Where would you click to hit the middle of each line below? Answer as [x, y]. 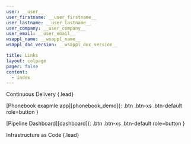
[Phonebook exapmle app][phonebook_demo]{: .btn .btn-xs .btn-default [94, 106]
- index [21, 78]
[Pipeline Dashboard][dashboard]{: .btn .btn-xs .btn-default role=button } [95, 124]
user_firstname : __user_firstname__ [51, 17]
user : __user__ [25, 12]
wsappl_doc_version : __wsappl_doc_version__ [62, 45]
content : [17, 72]
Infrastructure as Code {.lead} [43, 135]
